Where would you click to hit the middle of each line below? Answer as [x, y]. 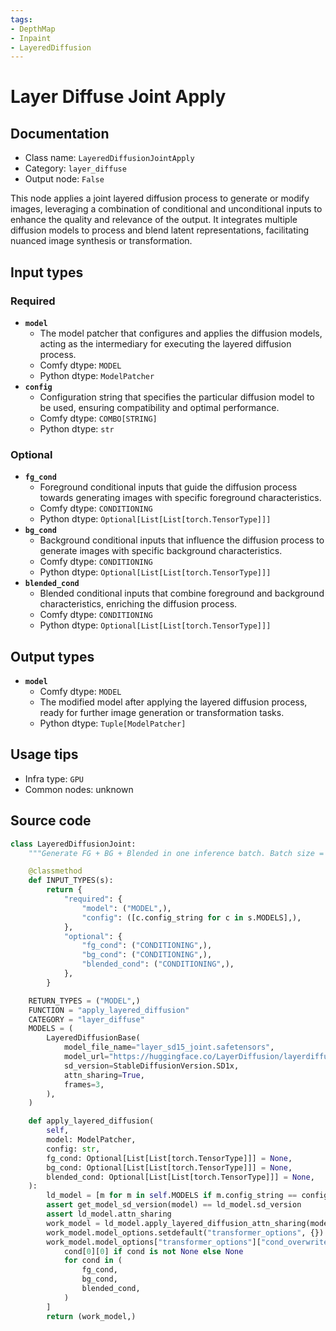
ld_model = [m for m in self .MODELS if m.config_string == [172, 1196]
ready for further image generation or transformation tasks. [162, 713]
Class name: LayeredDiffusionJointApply [109, 158]
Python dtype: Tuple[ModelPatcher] [113, 723]
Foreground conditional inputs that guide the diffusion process [168, 487]
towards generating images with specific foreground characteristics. [180, 498]
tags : [21, 19]
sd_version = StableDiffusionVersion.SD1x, [151, 1066]
